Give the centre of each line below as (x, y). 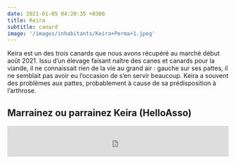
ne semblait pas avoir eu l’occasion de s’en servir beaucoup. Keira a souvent (118, 76)
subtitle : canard (33, 27)
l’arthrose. (22, 91)
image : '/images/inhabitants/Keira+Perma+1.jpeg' (81, 33)
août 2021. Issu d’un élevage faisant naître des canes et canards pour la (111, 61)
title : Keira (26, 20)
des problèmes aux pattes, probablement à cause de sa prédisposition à (112, 83)
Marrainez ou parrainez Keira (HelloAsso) (99, 113)
